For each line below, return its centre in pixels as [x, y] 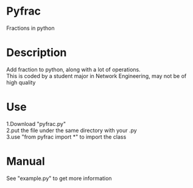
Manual [26, 161]
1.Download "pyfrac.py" [36, 124]
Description [37, 53]
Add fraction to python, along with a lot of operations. [74, 69]
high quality [21, 82]
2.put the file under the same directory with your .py [72, 130]
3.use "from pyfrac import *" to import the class [66, 137]
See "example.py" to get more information [59, 178]
